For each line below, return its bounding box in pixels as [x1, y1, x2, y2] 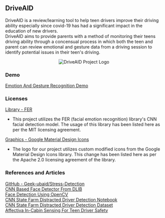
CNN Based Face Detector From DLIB [5, 186, 82, 192]
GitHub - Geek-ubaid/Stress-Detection [5, 180, 85, 186]
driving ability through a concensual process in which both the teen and [5, 38, 153, 44]
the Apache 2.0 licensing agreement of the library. [12, 157, 116, 163]
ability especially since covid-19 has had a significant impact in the [5, 22, 142, 28]
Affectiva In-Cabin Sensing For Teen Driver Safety [5, 207, 108, 213]
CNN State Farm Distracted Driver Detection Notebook [5, 196, 117, 202]
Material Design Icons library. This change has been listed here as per [12, 151, 156, 157]
